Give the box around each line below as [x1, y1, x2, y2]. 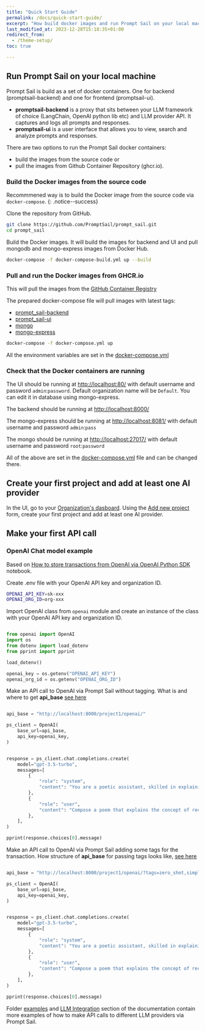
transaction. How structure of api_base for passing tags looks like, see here [6, 853, 197, 860]
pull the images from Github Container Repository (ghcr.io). [15, 162, 164, 169]
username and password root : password [6, 442, 105, 450]
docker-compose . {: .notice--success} [6, 197, 99, 205]
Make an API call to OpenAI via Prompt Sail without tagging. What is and [6, 687, 187, 695]
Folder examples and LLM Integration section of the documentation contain [6, 1005, 196, 1012]
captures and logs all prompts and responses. [15, 119, 131, 126]
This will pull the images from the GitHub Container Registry [6, 285, 157, 292]
